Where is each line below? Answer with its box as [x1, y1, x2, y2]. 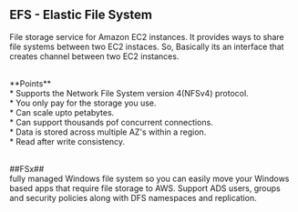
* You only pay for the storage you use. [9, 97, 157, 108]
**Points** [9, 77, 52, 89]
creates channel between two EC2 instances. [9, 50, 180, 62]
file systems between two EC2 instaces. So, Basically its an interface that [9, 41, 284, 52]
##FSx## [9, 163, 45, 174]
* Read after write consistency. [9, 136, 126, 146]
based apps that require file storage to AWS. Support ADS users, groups [9, 182, 281, 194]
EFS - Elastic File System [9, 7, 153, 23]
